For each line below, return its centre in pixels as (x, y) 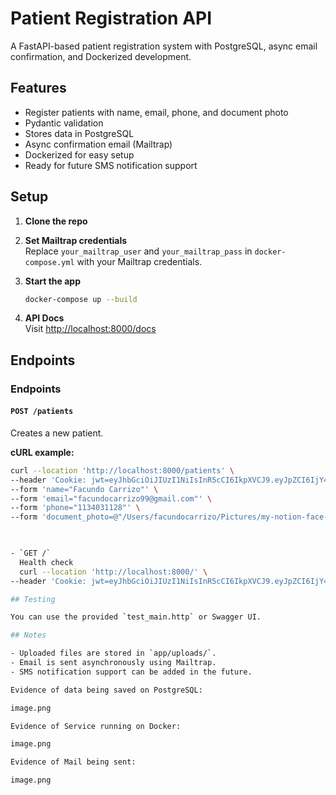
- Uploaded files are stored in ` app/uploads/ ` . (113, 653)
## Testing (33, 599)
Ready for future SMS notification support (111, 165)
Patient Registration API (111, 18)
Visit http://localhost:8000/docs (90, 329)
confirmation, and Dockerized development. (101, 56)
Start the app (53, 281)
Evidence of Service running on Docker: (96, 726)
